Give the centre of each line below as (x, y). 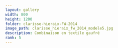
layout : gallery (22, 10)
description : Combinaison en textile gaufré (52, 33)
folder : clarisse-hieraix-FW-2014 (41, 24)
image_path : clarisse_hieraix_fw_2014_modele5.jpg (59, 28)
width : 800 (17, 14)
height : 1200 (19, 19)
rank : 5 (13, 38)
